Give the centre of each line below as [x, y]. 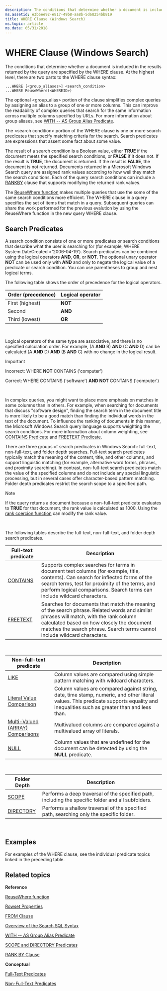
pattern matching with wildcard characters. [105, 681]
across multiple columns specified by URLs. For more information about [79, 116]
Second [17, 311]
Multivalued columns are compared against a [107, 724]
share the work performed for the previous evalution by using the [72, 208]
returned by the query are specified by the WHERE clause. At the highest [80, 72]
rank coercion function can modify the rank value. [56, 513]
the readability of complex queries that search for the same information [78, 110]
